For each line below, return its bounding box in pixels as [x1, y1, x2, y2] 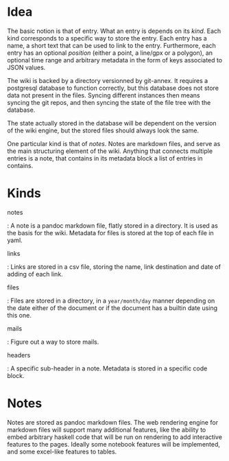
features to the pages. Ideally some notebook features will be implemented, [7, 440, 221, 448]
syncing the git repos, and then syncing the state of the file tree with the [7, 98, 211, 106]
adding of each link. [7, 270, 63, 278]
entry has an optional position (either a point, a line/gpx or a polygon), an [7, 49, 213, 57]
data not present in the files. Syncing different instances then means [7, 91, 200, 99]
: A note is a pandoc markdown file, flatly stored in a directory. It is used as [7, 221, 218, 230]
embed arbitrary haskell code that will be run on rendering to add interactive [7, 433, 223, 441]
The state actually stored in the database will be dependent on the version [7, 119, 217, 127]
